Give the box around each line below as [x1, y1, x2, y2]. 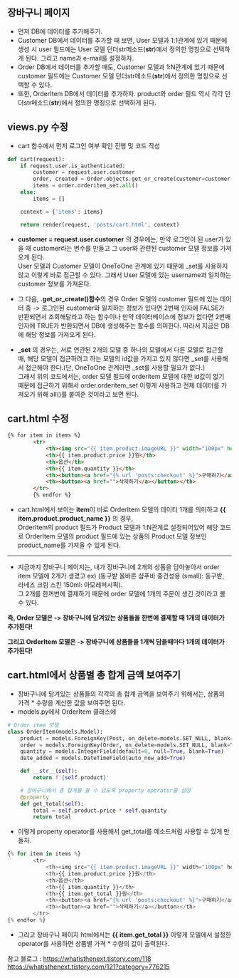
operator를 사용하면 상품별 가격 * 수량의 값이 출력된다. [17, 939, 169, 947]
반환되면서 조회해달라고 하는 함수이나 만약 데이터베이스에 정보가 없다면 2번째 [17, 312, 231, 321]
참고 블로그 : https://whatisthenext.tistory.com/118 [7, 954, 152, 963]
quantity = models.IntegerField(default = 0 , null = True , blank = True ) [20, 748, 224, 755]
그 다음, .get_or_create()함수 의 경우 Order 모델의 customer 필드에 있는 [17, 294, 219, 303]
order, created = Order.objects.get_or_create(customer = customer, [33, 175, 234, 183]
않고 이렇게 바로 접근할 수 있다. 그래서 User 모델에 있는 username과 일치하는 [17, 270, 232, 279]
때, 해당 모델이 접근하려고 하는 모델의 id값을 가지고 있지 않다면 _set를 [17, 354, 210, 363]
